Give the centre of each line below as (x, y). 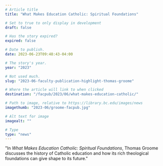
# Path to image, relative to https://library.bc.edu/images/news (74, 103)
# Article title (21, 10)
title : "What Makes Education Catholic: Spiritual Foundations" (72, 14)
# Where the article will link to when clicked (54, 90)
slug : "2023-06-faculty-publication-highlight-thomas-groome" (70, 81)
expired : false (20, 41)
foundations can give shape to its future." (47, 159)
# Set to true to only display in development (53, 23)
